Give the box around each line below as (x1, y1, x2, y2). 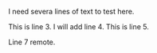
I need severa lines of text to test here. (8, 7, 135, 16)
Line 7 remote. (8, 37, 56, 47)
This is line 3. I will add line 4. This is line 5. (8, 22, 149, 31)
